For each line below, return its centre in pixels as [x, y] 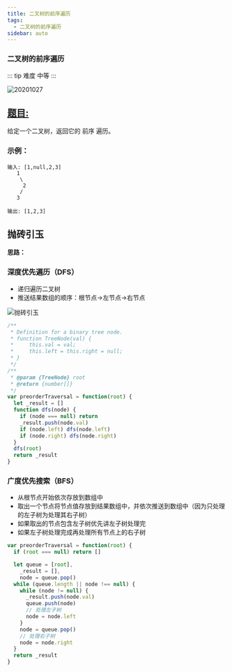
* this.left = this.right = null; [67, 352]
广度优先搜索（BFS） [43, 481]
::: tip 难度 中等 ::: [32, 75]
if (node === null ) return [59, 417]
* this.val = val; [43, 345]
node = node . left [51, 617]
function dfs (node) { [45, 410]
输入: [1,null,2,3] [34, 167]
